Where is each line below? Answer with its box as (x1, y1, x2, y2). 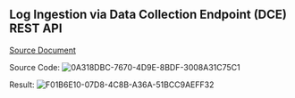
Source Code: (9, 61, 61, 72)
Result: (9, 79, 35, 90)
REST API (9, 21, 63, 37)
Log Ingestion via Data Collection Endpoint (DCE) (9, 7, 288, 22)
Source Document (9, 45, 76, 55)
